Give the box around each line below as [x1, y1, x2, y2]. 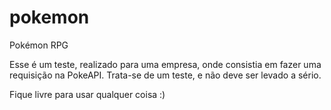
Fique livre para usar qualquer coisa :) [9, 88, 166, 100]
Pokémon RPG [9, 39, 69, 51]
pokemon [9, 6, 90, 29]
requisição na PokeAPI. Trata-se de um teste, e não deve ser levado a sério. [9, 69, 322, 81]
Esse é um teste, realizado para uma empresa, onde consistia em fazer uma [9, 58, 322, 70]
